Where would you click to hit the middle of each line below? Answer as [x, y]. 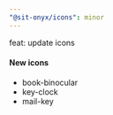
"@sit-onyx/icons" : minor [56, 17]
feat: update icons [42, 42]
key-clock [40, 92]
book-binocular [50, 82]
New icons [29, 63]
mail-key [38, 101]
